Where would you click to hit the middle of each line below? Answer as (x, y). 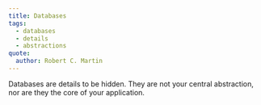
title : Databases (38, 16)
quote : (19, 53)
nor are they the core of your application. (77, 92)
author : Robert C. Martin (59, 61)
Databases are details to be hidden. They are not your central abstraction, (131, 84)
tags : (17, 23)
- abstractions (41, 46)
